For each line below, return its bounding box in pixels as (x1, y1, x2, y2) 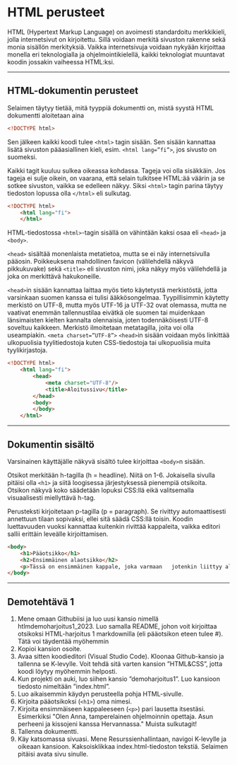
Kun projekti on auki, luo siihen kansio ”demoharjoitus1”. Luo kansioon (17, 675, 221, 683)
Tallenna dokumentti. (17, 728, 79, 736)
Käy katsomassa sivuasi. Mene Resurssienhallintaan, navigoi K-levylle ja (17, 735, 227, 743)
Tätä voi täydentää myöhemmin (17, 637, 109, 646)
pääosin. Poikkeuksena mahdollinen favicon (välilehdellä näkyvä (7, 257, 194, 266)
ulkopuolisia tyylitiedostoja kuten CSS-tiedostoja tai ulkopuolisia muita (7, 339, 211, 347)
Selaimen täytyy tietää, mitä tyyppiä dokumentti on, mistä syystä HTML (7, 103, 214, 112)
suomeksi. (7, 153, 37, 161)
